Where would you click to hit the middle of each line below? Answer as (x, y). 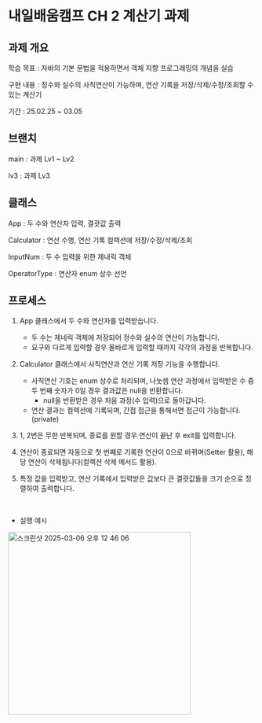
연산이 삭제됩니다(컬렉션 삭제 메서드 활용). (92, 462)
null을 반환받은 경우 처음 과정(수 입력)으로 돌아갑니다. (124, 400)
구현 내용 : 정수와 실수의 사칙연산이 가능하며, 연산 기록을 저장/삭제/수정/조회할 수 (131, 85)
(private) (45, 419)
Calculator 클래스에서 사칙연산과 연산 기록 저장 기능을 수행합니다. (120, 364)
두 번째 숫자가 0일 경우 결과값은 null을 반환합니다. (107, 391)
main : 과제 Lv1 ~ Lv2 (41, 159)
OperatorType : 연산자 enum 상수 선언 (67, 273)
